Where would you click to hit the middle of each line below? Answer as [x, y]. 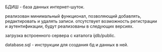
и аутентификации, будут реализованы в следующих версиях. [69, 26]
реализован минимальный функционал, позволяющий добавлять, [73, 16]
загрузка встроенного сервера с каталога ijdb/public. [60, 36]
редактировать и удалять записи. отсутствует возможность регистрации [81, 21]
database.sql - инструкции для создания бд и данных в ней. [67, 45]
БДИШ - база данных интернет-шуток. [45, 7]
